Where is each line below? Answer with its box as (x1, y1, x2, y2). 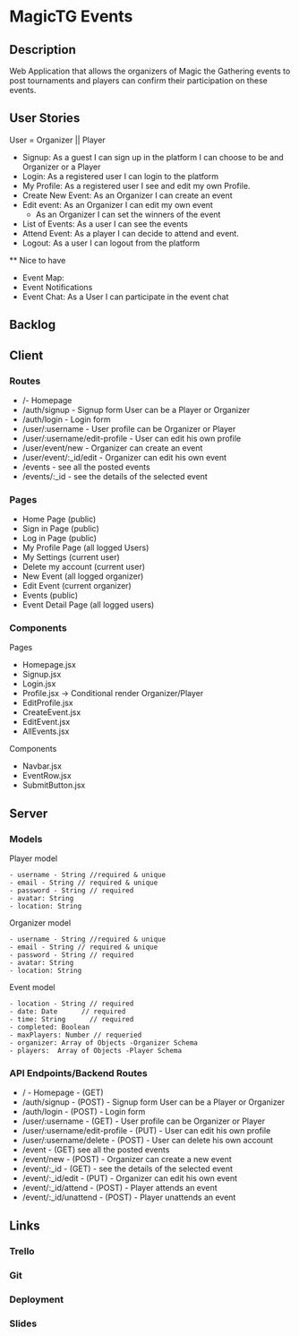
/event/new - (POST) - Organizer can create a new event (21, 1154, 233, 1165)
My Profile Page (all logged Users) (21, 542, 149, 553)
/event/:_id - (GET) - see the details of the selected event (21, 1163, 234, 1175)
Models (9, 832, 43, 845)
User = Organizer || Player (9, 134, 106, 145)
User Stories (9, 110, 81, 126)
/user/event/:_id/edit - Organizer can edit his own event (21, 452, 226, 462)
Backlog (9, 317, 56, 332)
